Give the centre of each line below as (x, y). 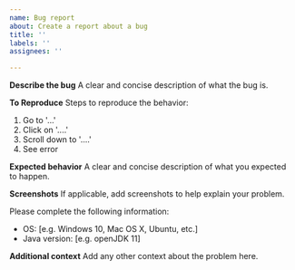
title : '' (28, 34)
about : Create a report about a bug (79, 26)
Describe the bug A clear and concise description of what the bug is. (139, 85)
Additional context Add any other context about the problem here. (134, 256)
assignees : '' (36, 52)
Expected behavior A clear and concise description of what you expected (148, 167)
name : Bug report (42, 18)
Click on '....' (45, 130)
